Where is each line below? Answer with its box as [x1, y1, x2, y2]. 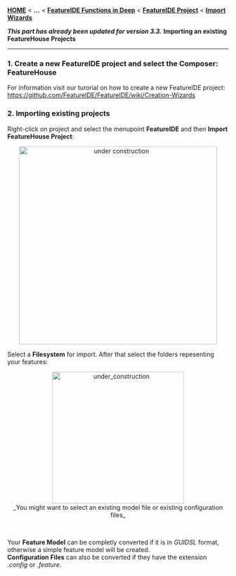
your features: [7, 357, 48, 365]
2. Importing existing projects [7, 108, 110, 118]
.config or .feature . [7, 560, 62, 569]
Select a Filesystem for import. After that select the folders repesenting [7, 350, 214, 358]
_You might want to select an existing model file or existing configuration [13, 503, 223, 511]
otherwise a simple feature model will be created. [7, 545, 150, 553]
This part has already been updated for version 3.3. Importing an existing [7, 27, 227, 35]
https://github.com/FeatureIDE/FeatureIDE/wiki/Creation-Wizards [7, 91, 195, 99]
